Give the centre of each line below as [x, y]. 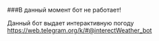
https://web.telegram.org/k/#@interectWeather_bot [79, 30]
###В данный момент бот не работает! [64, 10]
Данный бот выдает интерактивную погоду [71, 23]
